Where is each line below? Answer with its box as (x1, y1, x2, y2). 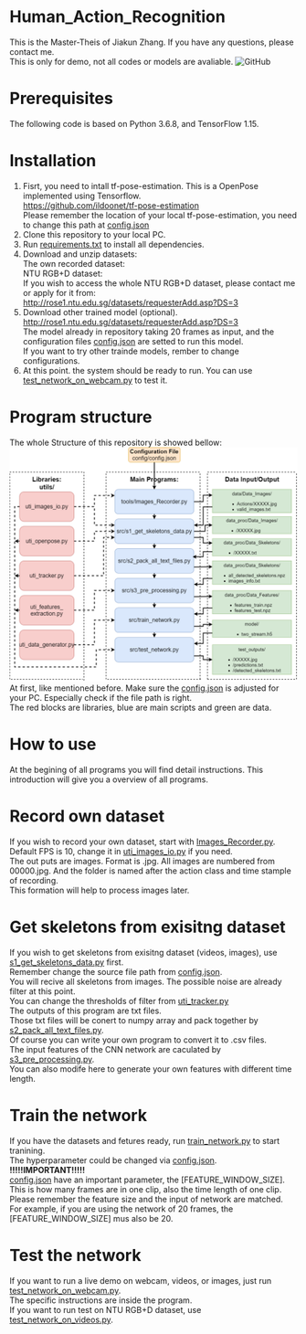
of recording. (9, 875, 58, 886)
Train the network (9, 1106, 148, 1126)
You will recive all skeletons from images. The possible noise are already (9, 976, 282, 988)
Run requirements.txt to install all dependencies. (22, 238, 205, 249)
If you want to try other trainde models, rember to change (22, 345, 239, 356)
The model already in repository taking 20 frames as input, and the (22, 326, 275, 337)
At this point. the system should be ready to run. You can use (22, 365, 253, 376)
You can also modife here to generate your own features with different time (9, 1064, 292, 1075)
